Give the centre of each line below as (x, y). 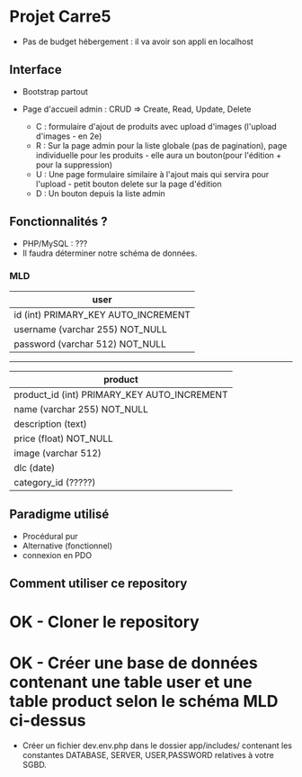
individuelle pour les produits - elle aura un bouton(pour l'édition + (159, 155)
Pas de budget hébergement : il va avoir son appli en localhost (138, 41)
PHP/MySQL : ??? (55, 243)
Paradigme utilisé (59, 515)
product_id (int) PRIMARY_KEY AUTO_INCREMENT (121, 394)
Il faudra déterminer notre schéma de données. (110, 253)
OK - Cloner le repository (104, 622)
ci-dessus (48, 721)
